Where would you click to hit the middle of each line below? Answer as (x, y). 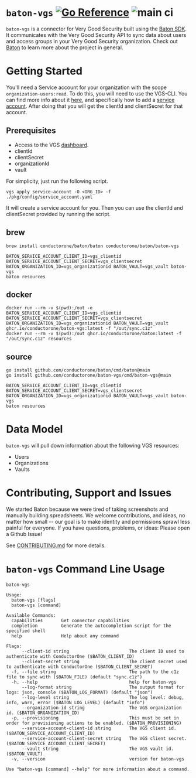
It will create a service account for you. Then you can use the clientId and (94, 207)
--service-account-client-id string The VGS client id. (99, 728)
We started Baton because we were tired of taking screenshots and (87, 509)
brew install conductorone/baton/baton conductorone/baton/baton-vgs (93, 246)
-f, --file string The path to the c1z (95, 672)
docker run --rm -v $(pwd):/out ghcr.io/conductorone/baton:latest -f (94, 334)
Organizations (31, 463)
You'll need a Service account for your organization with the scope (86, 87)
